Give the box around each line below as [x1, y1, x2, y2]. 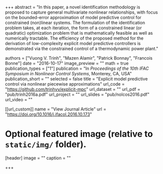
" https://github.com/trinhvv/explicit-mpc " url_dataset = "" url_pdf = [5, 87, 140, 92]
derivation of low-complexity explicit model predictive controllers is [5, 41, 141, 46]
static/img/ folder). [5, 139, 87, 150]
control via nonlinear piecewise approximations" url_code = [5, 81, 125, 87]
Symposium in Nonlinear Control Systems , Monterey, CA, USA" [5, 71, 132, 76]
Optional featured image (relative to [5, 129, 153, 140]
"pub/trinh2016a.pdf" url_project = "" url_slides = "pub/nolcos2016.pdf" [5, 91, 150, 97]
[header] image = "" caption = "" [5, 155, 71, 161]
